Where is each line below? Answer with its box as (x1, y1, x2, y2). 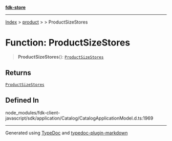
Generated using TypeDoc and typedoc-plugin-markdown (5, 130, 128, 136)
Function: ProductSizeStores (5, 37, 131, 49)
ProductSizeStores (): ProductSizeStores (17, 54, 104, 60)
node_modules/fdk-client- (5, 109, 60, 115)
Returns (5, 68, 32, 77)
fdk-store (5, 5, 26, 10)
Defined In (5, 96, 39, 105)
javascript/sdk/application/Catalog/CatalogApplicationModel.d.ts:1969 (5, 115, 154, 121)
